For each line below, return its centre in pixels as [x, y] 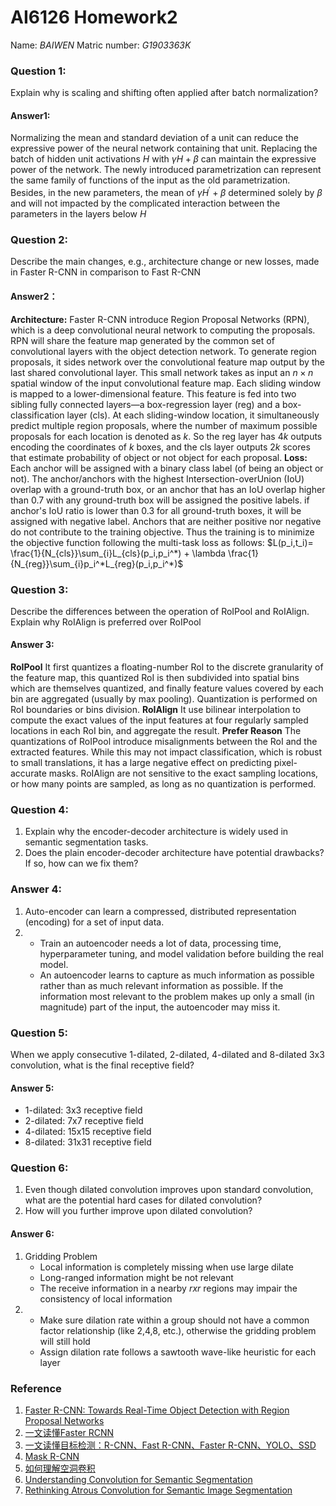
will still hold [65, 1341]
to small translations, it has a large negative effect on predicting [141, 763]
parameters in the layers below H [78, 214]
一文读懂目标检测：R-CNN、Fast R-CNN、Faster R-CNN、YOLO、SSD [170, 1445]
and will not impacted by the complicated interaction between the [145, 203]
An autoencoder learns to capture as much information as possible [177, 975]
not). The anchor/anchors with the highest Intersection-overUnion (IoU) [157, 478]
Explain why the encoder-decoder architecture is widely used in [156, 832]
